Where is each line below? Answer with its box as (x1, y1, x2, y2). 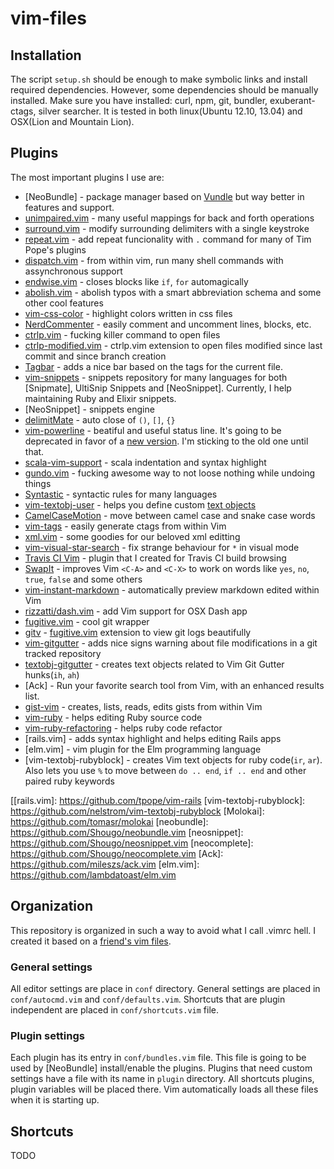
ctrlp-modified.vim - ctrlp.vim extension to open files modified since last (24, 339, 323, 351)
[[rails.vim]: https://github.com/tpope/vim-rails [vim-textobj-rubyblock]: (10, 794, 306, 806)
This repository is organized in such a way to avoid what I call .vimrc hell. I (10, 924, 317, 936)
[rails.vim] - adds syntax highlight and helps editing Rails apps (24, 732, 282, 744)
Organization (10, 898, 93, 915)
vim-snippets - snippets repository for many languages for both (24, 371, 288, 383)
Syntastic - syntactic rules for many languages (24, 488, 218, 500)
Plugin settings (10, 1028, 85, 1042)
